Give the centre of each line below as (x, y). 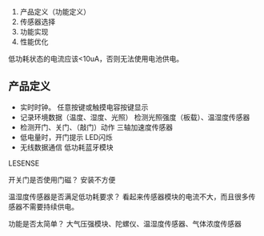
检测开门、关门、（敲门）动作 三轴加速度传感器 (96, 127)
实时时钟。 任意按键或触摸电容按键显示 (84, 107)
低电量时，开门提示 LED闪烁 (66, 137)
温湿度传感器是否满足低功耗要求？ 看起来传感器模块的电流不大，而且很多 (128, 196)
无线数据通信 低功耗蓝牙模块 (66, 147)
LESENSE (24, 163)
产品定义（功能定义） (55, 12)
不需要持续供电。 (50, 206)
